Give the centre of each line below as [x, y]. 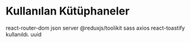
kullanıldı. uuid [24, 34]
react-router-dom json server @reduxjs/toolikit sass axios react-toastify [95, 28]
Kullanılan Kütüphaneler [68, 11]
